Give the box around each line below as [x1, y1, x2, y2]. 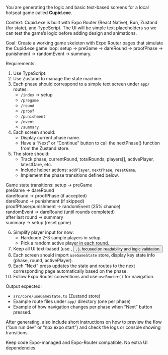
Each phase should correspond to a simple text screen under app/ [13, 81, 150, 87]
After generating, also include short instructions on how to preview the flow [6, 319, 162, 325]
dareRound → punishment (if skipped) [6, 198, 85, 204]
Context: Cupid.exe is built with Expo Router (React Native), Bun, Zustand [6, 20, 158, 25]
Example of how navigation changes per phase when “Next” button [13, 304, 153, 310]
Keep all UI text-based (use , [13, 246, 72, 251]
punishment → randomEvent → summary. [6, 50, 92, 57]
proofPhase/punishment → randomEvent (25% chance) [6, 204, 121, 209]
